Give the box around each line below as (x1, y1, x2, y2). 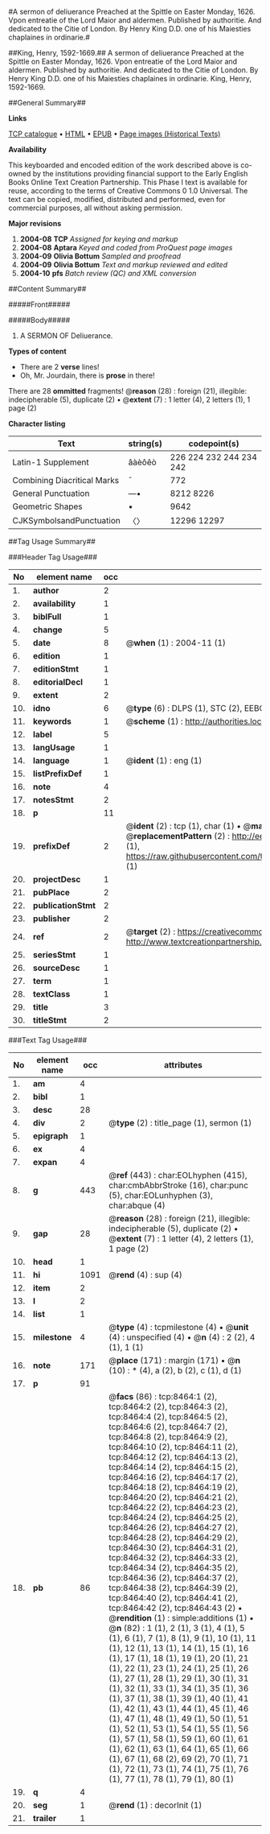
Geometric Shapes (12, 501, 83, 512)
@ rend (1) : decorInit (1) (108, 1799, 202, 1811)
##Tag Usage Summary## (8, 537, 96, 546)
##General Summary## (8, 98, 86, 107)
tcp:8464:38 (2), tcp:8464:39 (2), (108, 1582, 239, 1593)
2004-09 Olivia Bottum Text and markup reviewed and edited (19, 260, 227, 269)
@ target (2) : (125, 926, 176, 937)
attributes (163, 1060, 202, 1070)
